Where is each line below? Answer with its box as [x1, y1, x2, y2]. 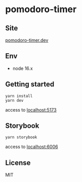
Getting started [5, 80, 55, 89]
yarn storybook [5, 135, 37, 140]
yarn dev [5, 98, 24, 103]
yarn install [5, 93, 33, 98]
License [5, 158, 31, 167]
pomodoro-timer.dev [5, 37, 49, 43]
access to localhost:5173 [5, 106, 57, 113]
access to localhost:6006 [5, 143, 58, 150]
